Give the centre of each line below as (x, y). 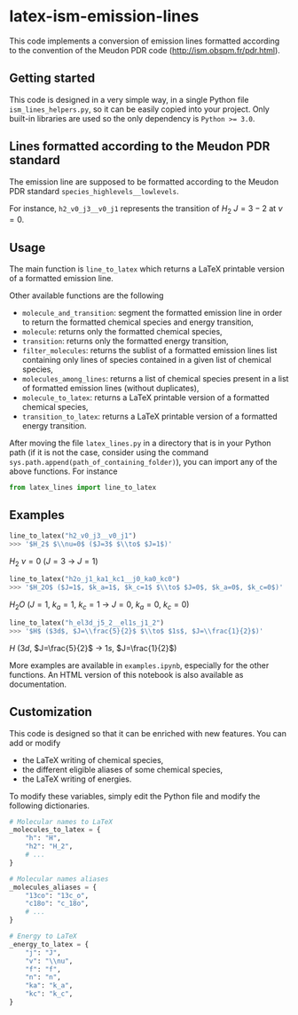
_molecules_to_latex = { (55, 830)
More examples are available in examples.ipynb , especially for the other (139, 665)
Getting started (52, 79)
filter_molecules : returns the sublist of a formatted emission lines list (149, 350)
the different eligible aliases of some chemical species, (122, 769)
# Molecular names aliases (59, 879)
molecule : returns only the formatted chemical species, (122, 332)
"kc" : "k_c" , (49, 994)
